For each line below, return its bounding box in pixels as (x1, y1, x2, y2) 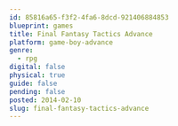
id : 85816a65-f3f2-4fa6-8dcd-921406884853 (9, 12, 169, 22)
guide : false (9, 79, 58, 88)
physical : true (9, 71, 66, 80)
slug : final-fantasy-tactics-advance (9, 104, 150, 113)
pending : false (9, 87, 66, 96)
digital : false (9, 63, 66, 72)
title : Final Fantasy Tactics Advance (9, 29, 153, 38)
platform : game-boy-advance (9, 37, 114, 47)
